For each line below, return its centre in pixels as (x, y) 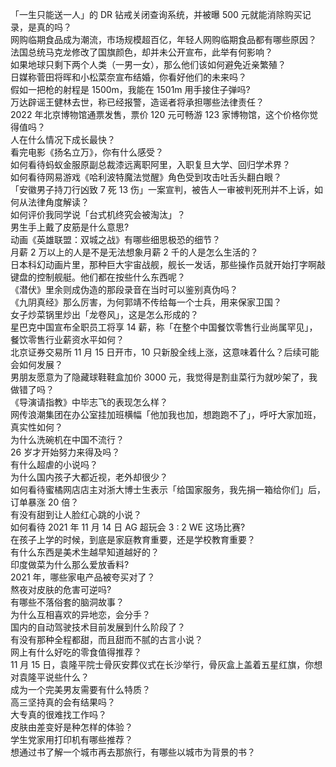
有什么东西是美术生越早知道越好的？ (85, 552)
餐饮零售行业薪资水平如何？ (67, 339)
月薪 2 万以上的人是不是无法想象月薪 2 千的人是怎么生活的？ (134, 252)
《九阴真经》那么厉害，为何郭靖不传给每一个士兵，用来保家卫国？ (146, 302)
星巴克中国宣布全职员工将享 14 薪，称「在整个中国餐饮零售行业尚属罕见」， (164, 327)
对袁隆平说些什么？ (50, 677)
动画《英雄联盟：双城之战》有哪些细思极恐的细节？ (115, 239)
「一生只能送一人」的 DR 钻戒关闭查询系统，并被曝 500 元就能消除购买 (156, 14)
